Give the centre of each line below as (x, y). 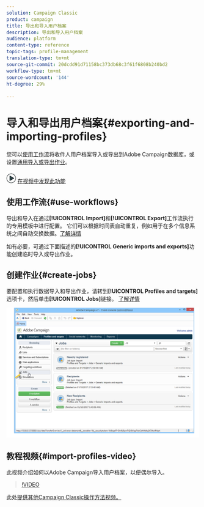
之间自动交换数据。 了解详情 (46, 233)
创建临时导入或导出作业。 (44, 254)
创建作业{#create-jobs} (52, 275)
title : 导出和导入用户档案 (37, 26)
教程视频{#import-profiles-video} (71, 457)
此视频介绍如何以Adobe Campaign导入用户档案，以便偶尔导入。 (87, 472)
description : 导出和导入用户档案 (45, 32)
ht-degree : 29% (26, 84)
